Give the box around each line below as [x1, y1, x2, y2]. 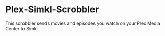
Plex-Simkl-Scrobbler [5, 4, 99, 15]
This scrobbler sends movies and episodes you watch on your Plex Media [5, 20, 160, 26]
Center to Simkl [5, 25, 38, 31]
